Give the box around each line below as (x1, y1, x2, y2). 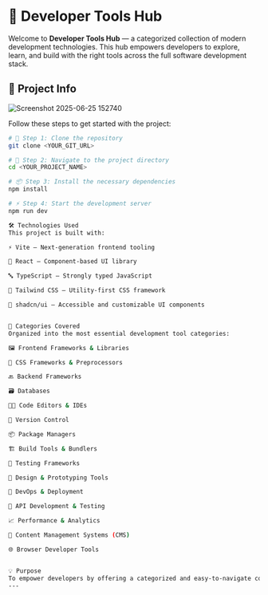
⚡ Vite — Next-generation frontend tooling (8, 243, 156, 251)
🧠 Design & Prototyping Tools (8, 474, 109, 482)
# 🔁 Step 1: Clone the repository (8, 134, 124, 142)
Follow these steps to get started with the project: (8, 119, 171, 128)
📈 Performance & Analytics (8, 517, 100, 525)
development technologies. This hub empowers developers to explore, (8, 41, 241, 51)
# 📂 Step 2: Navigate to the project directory (8, 156, 170, 164)
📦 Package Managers (8, 430, 76, 438)
